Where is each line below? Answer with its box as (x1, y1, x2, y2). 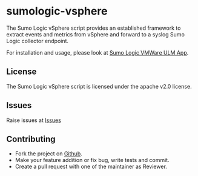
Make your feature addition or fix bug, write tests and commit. (15, 157, 170, 164)
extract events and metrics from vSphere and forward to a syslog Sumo (6, 30, 185, 38)
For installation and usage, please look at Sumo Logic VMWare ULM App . (6, 49, 189, 56)
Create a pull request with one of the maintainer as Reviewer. (15, 163, 168, 171)
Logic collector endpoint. (6, 37, 68, 44)
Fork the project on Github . (15, 150, 83, 157)
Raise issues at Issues (6, 117, 62, 124)
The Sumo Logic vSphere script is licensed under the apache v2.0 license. (6, 83, 192, 90)
